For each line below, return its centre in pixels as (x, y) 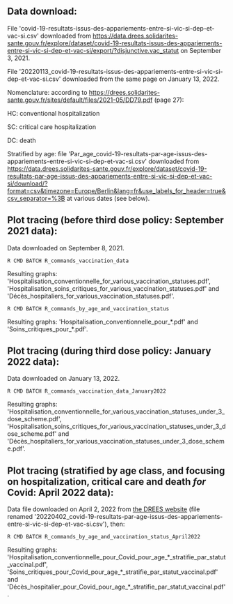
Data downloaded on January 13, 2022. (64, 379)
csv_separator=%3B (36, 198)
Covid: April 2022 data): (61, 492)
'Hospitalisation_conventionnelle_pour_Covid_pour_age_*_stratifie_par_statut (116, 557)
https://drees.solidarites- (124, 92)
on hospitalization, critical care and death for (107, 482)
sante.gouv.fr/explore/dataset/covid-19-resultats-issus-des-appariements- (115, 43)
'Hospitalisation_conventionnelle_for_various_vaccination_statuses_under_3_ (116, 412)
